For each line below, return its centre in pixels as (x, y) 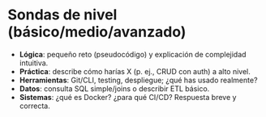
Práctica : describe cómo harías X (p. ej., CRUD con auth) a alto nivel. (135, 71)
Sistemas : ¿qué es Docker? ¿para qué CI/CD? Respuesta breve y (128, 97)
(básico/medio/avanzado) (97, 32)
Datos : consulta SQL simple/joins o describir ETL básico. (114, 88)
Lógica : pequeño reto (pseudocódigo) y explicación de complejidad (133, 54)
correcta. (34, 106)
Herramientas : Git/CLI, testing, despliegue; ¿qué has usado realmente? (138, 80)
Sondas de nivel (62, 15)
